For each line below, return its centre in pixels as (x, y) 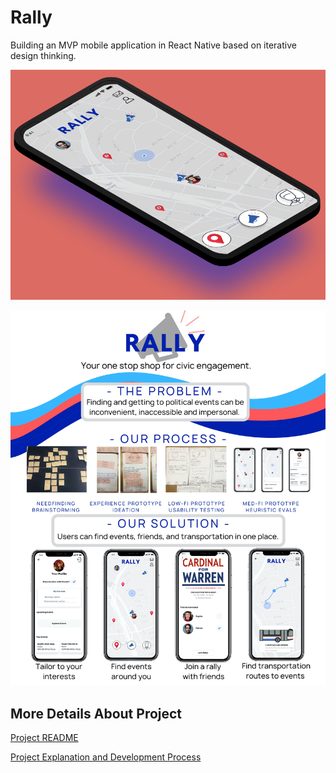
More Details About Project (96, 713)
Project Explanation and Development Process (106, 757)
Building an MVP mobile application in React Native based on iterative (153, 45)
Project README (44, 738)
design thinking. (43, 55)
